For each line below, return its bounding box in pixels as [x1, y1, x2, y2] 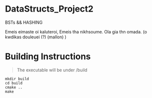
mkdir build [5, 76, 29, 81]
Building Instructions [5, 51, 91, 62]
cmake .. [5, 85, 23, 90]
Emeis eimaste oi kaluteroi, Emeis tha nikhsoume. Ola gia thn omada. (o [5, 29, 147, 34]
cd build [5, 81, 23, 85]
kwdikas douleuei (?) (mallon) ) [5, 34, 67, 40]
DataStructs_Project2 [5, 3, 93, 15]
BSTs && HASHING [5, 19, 43, 25]
